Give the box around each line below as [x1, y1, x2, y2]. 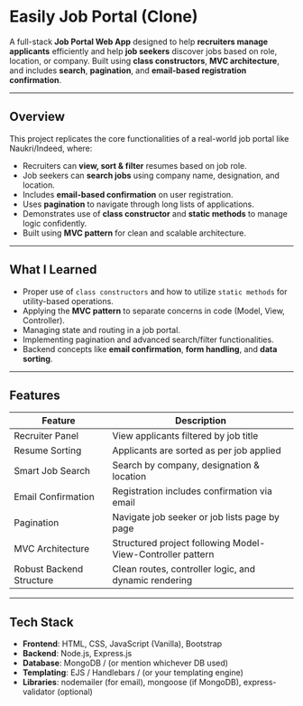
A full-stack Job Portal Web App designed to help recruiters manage [9, 36, 269, 47]
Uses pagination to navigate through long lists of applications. [22, 199, 255, 209]
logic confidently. [22, 218, 87, 228]
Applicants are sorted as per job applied [112, 444, 281, 457]
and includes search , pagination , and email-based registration [9, 65, 247, 76]
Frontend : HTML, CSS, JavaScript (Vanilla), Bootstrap [22, 638, 223, 649]
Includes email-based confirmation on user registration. [22, 189, 234, 200]
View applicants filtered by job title [112, 430, 259, 442]
